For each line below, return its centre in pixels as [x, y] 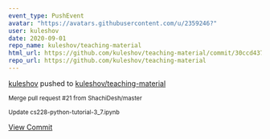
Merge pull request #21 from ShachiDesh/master [75, 98]
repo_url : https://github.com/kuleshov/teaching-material [107, 61]
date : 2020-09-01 [37, 38]
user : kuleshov [34, 31]
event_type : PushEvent [46, 16]
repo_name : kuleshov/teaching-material [75, 46]
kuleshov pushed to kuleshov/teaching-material [87, 83]
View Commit [31, 127]
